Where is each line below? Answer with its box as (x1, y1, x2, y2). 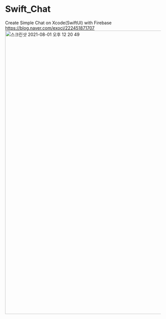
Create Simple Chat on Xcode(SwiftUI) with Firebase (5, 20, 112, 26)
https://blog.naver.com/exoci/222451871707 (5, 25, 95, 31)
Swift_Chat (5, 3, 51, 15)
